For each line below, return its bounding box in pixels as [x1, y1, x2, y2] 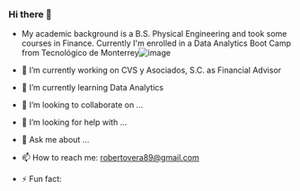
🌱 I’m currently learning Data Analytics [21, 82, 163, 93]
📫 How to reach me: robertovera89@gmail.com [21, 152, 199, 163]
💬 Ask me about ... [21, 135, 90, 145]
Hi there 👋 [8, 8, 53, 21]
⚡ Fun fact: [21, 174, 62, 185]
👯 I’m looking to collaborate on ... [21, 100, 144, 110]
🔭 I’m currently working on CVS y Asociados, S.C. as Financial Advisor [21, 65, 282, 75]
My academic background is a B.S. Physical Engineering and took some [21, 29, 287, 39]
